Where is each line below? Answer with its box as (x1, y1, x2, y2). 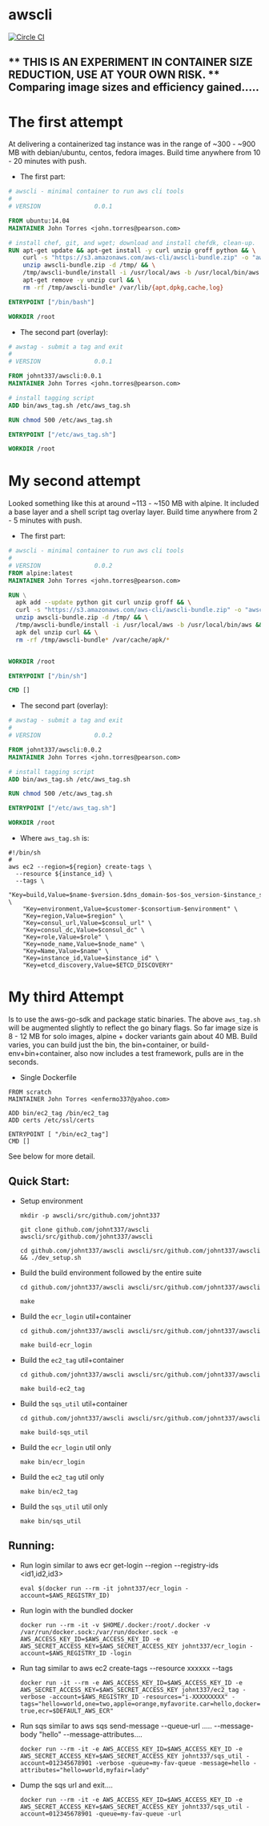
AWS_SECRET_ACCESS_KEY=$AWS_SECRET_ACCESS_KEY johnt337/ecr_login (19, 1642, 247, 1650)
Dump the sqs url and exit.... (19, 1780, 114, 1790)
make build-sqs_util (19, 1428, 89, 1437)
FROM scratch (8, 1088, 52, 1097)
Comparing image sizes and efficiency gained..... (8, 80, 259, 94)
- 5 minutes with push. (8, 516, 82, 525)
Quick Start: (8, 1175, 70, 1188)
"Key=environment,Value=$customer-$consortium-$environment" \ (22, 905, 239, 913)
